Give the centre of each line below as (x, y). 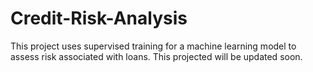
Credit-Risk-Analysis (99, 18)
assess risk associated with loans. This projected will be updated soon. (156, 56)
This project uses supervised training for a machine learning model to (153, 46)
